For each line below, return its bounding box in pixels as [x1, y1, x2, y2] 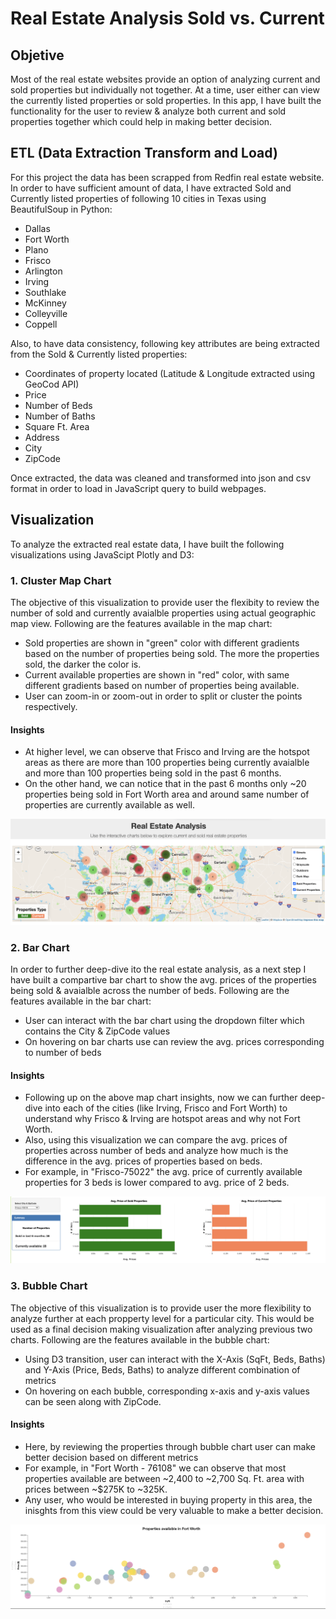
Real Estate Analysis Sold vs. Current [10, 7, 325, 30]
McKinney [24, 297, 67, 309]
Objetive [10, 47, 65, 64]
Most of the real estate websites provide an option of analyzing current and [10, 73, 321, 85]
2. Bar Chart [10, 940, 70, 954]
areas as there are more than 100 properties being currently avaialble [24, 757, 310, 769]
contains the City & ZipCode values [24, 1025, 171, 1037]
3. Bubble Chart [10, 1279, 88, 1293]
